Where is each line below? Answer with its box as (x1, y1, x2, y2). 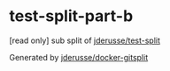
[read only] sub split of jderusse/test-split (9, 35, 161, 46)
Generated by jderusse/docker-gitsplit (9, 52, 149, 62)
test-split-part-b (9, 6, 134, 26)
